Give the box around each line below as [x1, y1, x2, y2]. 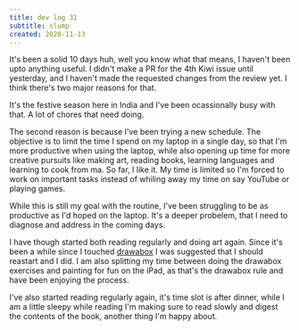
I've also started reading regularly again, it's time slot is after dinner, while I [9, 292, 286, 303]
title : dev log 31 [9, 12, 78, 22]
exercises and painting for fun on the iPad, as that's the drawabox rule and [9, 265, 284, 276]
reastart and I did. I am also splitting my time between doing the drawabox [9, 256, 282, 267]
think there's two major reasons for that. [9, 82, 157, 94]
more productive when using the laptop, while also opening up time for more [9, 145, 290, 156]
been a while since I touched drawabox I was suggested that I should [9, 246, 263, 257]
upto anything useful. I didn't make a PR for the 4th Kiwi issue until [9, 63, 254, 74]
